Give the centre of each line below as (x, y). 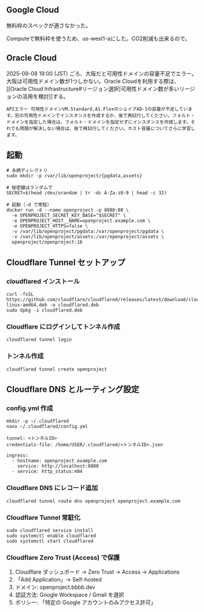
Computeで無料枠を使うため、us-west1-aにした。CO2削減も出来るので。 (98, 38)
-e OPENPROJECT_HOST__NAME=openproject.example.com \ (81, 221)
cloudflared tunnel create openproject (57, 369)
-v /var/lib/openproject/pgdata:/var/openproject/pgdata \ (88, 232)
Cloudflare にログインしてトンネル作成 (63, 327)
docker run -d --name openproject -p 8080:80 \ (68, 210)
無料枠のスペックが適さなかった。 (49, 25)
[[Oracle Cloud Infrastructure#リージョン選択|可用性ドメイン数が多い (93, 88)
